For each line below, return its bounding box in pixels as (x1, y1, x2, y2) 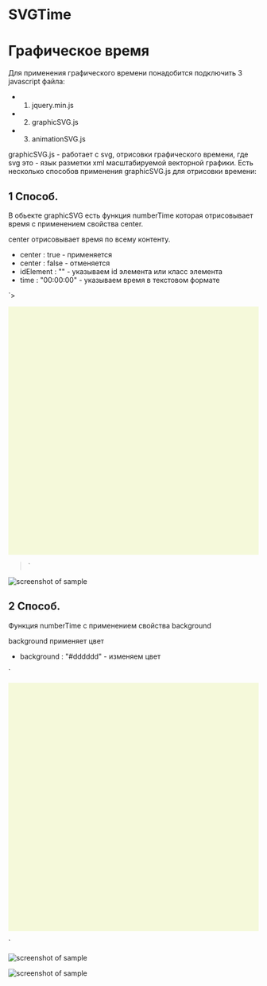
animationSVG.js (31, 134, 86, 144)
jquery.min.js (31, 101, 74, 110)
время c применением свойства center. (8, 218, 144, 228)
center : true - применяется (19, 249, 113, 259)
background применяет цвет (8, 636, 105, 645)
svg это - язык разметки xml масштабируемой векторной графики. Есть (8, 158, 254, 168)
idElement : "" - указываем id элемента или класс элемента (19, 266, 222, 276)
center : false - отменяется (19, 258, 110, 268)
